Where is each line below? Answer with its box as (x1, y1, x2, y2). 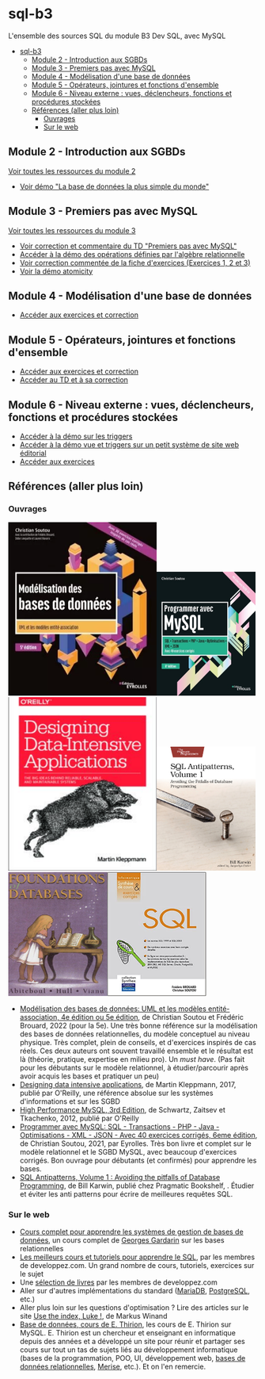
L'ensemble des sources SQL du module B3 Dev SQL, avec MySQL (8, 31, 226, 40)
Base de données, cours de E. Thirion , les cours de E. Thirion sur (19, 1320, 232, 1329)
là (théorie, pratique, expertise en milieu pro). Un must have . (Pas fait (19, 1054, 245, 1063)
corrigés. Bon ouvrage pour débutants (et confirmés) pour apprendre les (19, 1155, 257, 1165)
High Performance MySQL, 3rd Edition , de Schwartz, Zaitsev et (19, 1105, 225, 1114)
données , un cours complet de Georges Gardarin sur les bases (19, 1235, 225, 1245)
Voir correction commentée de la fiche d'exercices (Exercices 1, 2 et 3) (19, 258, 251, 267)
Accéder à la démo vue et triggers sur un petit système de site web (19, 440, 240, 449)
